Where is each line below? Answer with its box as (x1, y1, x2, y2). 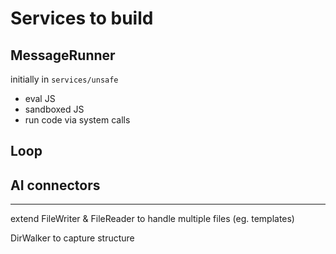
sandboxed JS (24, 103, 85, 115)
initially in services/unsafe (10, 73, 119, 85)
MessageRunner (10, 47, 116, 64)
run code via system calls (24, 114, 131, 126)
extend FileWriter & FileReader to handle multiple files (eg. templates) (10, 213, 295, 225)
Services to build (10, 7, 154, 30)
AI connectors (10, 177, 101, 194)
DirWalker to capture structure (10, 232, 135, 244)
